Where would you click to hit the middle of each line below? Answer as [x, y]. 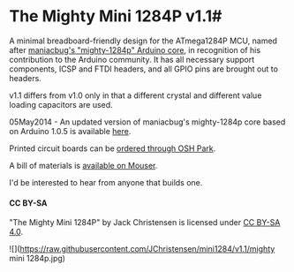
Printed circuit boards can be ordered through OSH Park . [113, 148]
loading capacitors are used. [61, 104]
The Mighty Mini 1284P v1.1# [116, 16]
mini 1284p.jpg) [38, 259]
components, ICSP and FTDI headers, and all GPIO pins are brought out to [143, 69]
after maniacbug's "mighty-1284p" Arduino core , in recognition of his [135, 49]
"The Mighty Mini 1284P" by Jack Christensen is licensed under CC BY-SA [145, 223]
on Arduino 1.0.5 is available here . [70, 131]
